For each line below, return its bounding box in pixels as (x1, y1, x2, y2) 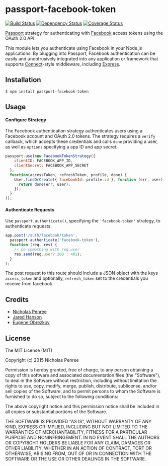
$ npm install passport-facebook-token (5, 89, 89, 94)
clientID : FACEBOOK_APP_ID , (14, 159, 73, 164)
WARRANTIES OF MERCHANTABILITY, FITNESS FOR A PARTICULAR (5, 429, 147, 435)
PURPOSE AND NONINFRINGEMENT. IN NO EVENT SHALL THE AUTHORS (5, 434, 160, 441)
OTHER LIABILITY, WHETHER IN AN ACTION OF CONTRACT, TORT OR (5, 445, 152, 451)
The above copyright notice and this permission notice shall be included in (5, 404, 159, 410)
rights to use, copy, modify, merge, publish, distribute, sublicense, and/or (5, 383, 157, 389)
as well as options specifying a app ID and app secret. (5, 144, 118, 150)
